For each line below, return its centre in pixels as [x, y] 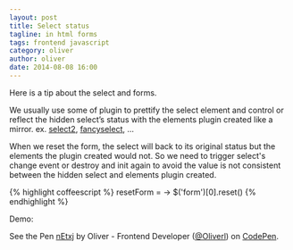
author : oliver [38, 59]
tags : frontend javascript [59, 42]
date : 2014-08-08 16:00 [54, 68]
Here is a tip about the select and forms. [83, 92]
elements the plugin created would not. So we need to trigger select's [138, 155]
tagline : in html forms [54, 34]
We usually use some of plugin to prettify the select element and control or [146, 110]
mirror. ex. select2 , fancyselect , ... [72, 129]
